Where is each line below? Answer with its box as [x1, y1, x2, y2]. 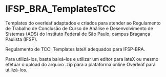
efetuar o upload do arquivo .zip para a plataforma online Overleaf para [5, 61, 156, 67]
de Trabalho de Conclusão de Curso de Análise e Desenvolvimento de [5, 25, 154, 31]
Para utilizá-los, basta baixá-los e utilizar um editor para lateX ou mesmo [5, 56, 159, 62]
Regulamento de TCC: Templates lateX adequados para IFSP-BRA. [5, 46, 146, 52]
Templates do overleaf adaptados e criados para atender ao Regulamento [5, 20, 161, 26]
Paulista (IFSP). [5, 36, 37, 42]
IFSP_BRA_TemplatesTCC [5, 3, 116, 15]
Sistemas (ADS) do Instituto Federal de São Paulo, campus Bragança [5, 31, 150, 37]
